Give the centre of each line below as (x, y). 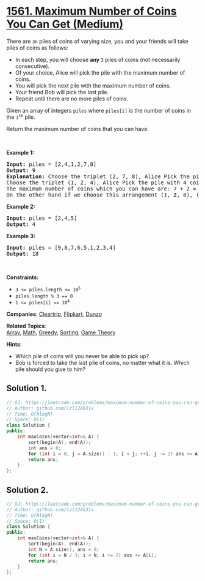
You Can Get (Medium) (65, 24)
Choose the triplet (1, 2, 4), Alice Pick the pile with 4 (97, 182)
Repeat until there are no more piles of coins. (72, 99)
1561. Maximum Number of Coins (92, 11)
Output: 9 (21, 170)
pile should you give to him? (50, 369)
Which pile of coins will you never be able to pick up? (82, 356)
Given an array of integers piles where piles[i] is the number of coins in (99, 110)
